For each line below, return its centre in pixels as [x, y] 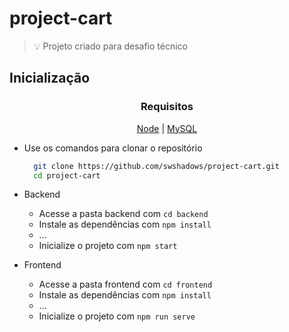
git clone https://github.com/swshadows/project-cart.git [156, 166]
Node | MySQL [167, 128]
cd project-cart [67, 175]
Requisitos [167, 107]
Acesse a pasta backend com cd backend [123, 214]
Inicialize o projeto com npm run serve [117, 316]
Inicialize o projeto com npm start [108, 246]
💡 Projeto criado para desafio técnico [110, 46]
